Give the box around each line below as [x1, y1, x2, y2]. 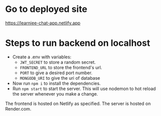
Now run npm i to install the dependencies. [12, 80, 101, 86]
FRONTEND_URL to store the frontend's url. [19, 64, 102, 70]
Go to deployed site [5, 3, 87, 15]
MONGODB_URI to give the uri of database [19, 75, 100, 81]
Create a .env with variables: [12, 54, 71, 60]
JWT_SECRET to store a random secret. [19, 59, 96, 65]
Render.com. [5, 106, 31, 112]
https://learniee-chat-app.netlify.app [5, 20, 81, 26]
